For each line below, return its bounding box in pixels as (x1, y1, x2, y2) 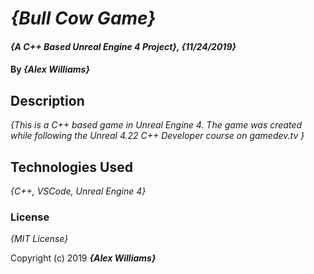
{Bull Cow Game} (10, 7, 157, 30)
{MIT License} (10, 233, 69, 245)
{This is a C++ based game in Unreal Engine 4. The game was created (10, 119, 303, 131)
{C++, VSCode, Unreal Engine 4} (10, 185, 147, 197)
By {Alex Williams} (10, 63, 90, 76)
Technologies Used (10, 158, 133, 176)
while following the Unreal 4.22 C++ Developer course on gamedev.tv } (10, 130, 305, 142)
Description (10, 92, 85, 109)
